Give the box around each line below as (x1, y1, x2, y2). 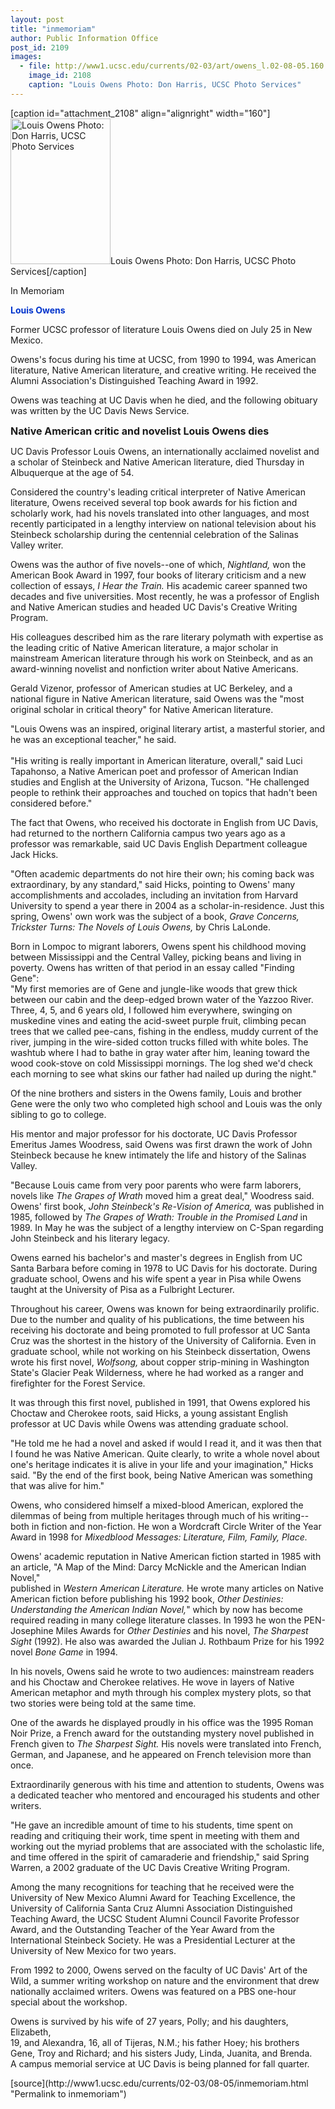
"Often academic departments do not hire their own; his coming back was (10, 867, 315, 880)
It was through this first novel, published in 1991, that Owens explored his (10, 1396, 311, 1408)
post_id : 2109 (10, 42, 70, 53)
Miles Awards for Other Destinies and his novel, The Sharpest (55, 1624, 309, 1636)
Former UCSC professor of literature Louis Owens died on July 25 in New (10, 323, 313, 335)
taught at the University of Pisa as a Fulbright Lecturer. (10, 1283, 235, 1295)
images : (10, 52, 43, 62)
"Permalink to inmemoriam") (10, 2087, 127, 2100)
